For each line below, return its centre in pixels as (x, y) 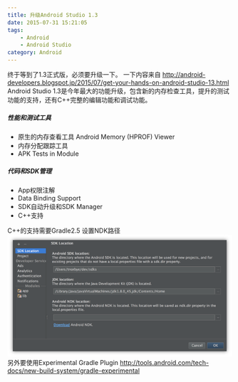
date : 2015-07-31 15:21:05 (47, 22)
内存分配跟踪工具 (43, 145)
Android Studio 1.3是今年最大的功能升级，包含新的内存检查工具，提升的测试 (118, 91)
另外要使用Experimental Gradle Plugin (63, 363)
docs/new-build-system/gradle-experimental (74, 371)
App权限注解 (36, 190)
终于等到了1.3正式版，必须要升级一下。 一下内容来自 (84, 74)
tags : (15, 30)
